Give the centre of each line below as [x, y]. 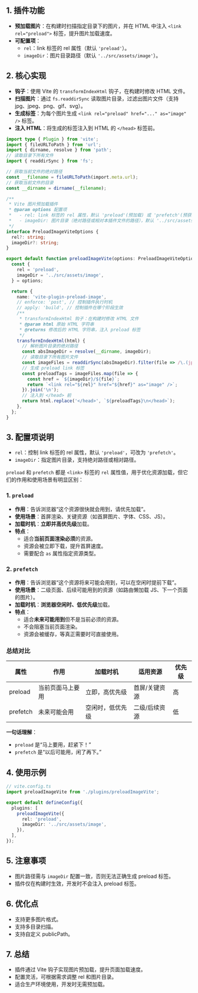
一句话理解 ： [22, 732]
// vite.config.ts [29, 787]
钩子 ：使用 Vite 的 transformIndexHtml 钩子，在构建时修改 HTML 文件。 [101, 91]
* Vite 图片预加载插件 [33, 204]
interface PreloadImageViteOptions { [52, 232]
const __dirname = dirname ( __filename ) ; [57, 188]
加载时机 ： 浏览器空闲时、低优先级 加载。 [64, 605]
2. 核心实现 [26, 76]
